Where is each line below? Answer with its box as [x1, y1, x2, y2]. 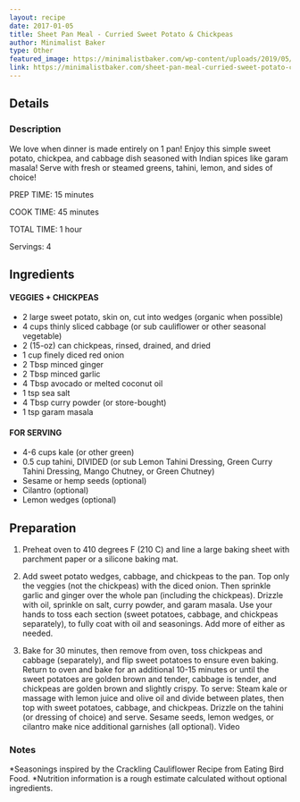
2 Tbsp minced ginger [21, 359, 104, 370]
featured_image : [9, 55, 70, 63]
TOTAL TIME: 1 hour [9, 224, 82, 234]
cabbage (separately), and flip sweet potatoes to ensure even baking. [21, 654, 279, 666]
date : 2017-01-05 [9, 21, 74, 30]
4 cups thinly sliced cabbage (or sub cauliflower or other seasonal [21, 321, 266, 332]
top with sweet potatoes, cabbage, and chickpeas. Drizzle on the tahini [21, 703, 284, 713]
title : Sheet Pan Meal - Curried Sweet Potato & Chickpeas [9, 30, 234, 38]
